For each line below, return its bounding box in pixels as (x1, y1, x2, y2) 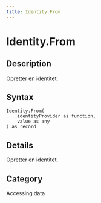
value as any (17, 119, 50, 125)
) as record (6, 124, 36, 130)
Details (6, 140, 33, 151)
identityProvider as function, (17, 113, 96, 119)
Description (6, 58, 51, 69)
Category (6, 173, 43, 184)
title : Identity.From (6, 8, 61, 15)
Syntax (6, 92, 34, 102)
